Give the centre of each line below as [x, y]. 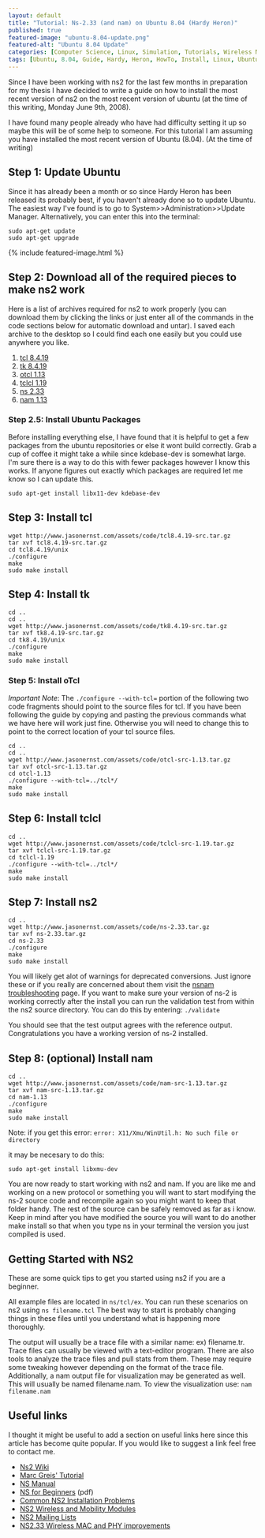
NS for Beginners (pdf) [56, 1491]
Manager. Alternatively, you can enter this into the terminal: [104, 216]
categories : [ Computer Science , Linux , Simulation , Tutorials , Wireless [130, 52]
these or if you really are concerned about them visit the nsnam [111, 985]
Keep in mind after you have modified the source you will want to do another [132, 1218]
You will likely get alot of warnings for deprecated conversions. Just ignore [130, 976]
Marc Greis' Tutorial [52, 1475]
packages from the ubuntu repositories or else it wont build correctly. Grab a [132, 445]
